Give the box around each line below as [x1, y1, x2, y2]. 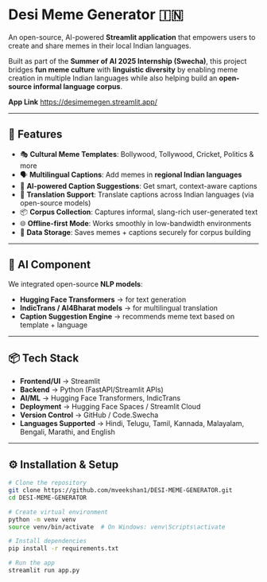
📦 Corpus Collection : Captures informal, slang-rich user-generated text [19, 207, 258, 217]
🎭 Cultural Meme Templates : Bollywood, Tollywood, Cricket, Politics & [19, 149, 254, 158]
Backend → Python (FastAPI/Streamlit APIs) [19, 385, 164, 395]
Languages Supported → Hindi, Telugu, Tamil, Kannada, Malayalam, [19, 419, 245, 428]
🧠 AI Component [8, 258, 91, 271]
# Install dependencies [8, 537, 87, 545]
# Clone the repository [8, 479, 87, 487]
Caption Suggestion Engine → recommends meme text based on [19, 311, 235, 321]
